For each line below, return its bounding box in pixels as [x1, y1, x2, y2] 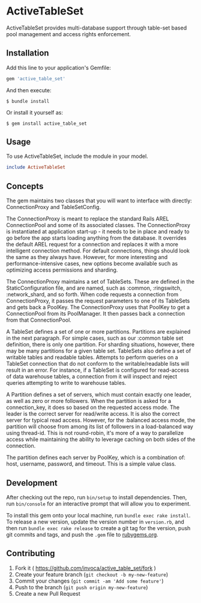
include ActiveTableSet [6, 164, 66, 170]
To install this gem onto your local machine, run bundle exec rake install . [6, 511, 191, 519]
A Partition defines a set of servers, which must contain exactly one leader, [6, 391, 192, 398]
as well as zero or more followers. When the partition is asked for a [6, 398, 172, 405]
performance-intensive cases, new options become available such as [6, 260, 178, 267]
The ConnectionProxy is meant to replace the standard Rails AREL [6, 215, 169, 222]
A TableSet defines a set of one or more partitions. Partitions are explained [6, 328, 191, 336]
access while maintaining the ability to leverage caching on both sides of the [6, 436, 196, 443]
